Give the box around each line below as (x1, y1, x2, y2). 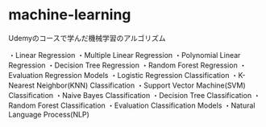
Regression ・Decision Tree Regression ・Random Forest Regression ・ (8, 60, 247, 70)
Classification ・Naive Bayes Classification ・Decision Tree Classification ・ (8, 90, 261, 100)
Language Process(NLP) (8, 109, 90, 119)
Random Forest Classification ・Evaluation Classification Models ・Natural (8, 100, 256, 110)
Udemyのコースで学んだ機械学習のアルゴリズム (8, 33, 166, 43)
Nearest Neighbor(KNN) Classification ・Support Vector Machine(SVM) (8, 80, 246, 90)
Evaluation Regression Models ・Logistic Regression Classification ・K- (8, 70, 246, 80)
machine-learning (8, 6, 131, 24)
